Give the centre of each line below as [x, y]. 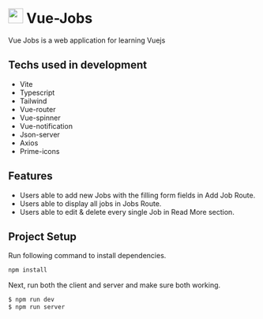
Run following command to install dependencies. [87, 256]
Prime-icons [39, 151]
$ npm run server [37, 307]
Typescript [37, 92]
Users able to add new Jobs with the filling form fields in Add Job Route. [137, 195]
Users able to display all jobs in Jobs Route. [90, 203]
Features [30, 176]
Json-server [40, 134]
